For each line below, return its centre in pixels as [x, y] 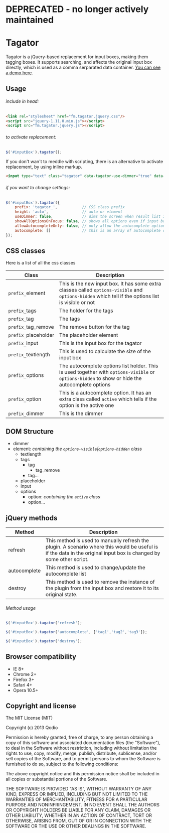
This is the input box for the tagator [100, 343]
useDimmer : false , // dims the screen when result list [88, 217]
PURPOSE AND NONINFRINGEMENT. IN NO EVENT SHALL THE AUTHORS [83, 805]
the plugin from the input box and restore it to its [102, 588]
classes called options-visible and [101, 290]
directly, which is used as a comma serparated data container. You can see [83, 67]
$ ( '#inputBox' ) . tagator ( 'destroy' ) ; [44, 641]
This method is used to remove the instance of [100, 582]
